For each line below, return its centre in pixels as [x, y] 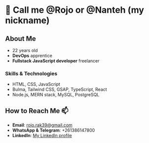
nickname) [27, 20]
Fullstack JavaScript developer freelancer [56, 61]
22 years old [25, 50]
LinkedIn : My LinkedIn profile [42, 136]
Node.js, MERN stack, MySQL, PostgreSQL [56, 95]
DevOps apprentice [32, 56]
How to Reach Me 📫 [37, 111]
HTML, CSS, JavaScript [36, 84]
